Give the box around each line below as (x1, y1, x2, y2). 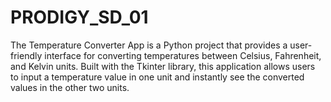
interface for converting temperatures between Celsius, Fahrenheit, (44, 49, 322, 61)
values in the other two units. (10, 81, 130, 93)
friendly (10, 49, 43, 61)
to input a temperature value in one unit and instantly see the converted (10, 71, 305, 83)
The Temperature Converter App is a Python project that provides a (10, 39, 288, 51)
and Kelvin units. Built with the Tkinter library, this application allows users (10, 60, 316, 72)
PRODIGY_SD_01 (10, 6, 149, 29)
